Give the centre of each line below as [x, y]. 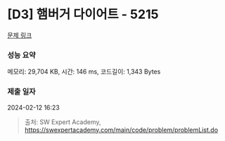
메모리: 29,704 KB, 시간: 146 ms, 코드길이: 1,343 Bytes [84, 72]
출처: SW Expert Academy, [63, 122]
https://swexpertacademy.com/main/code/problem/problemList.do [121, 130]
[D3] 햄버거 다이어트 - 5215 [83, 14]
